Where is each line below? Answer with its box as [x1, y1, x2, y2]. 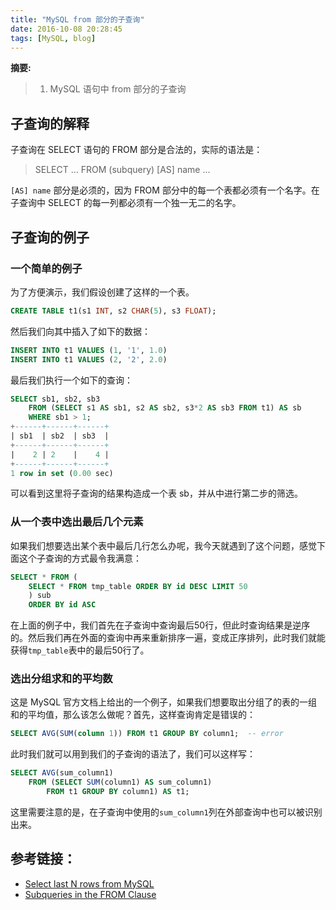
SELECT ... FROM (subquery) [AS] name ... [34, 164, 211, 176]
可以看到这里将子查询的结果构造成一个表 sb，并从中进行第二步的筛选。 [10, 487, 303, 500]
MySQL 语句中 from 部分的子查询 [49, 83, 187, 95]
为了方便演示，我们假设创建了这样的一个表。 [10, 286, 195, 298]
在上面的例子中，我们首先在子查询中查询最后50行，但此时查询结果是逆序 [10, 619, 311, 631]
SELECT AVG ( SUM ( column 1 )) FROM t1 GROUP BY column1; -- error [10, 729, 284, 739]
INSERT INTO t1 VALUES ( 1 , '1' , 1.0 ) [10, 345, 168, 355]
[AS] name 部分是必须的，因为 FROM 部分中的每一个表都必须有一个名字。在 [10, 184, 320, 196]
